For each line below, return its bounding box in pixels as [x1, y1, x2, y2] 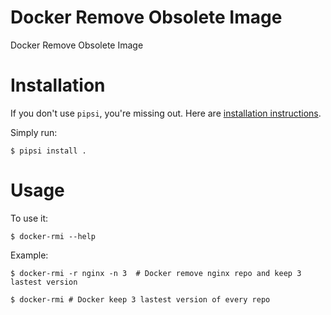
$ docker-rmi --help [10, 231, 97, 241]
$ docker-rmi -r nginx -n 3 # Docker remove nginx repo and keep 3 [10, 268, 302, 278]
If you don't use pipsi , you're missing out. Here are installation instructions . [10, 107, 322, 119]
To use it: [10, 212, 49, 224]
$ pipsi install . [10, 146, 87, 156]
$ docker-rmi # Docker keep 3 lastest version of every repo [10, 294, 271, 305]
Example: [10, 249, 49, 261]
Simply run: [10, 126, 58, 138]
